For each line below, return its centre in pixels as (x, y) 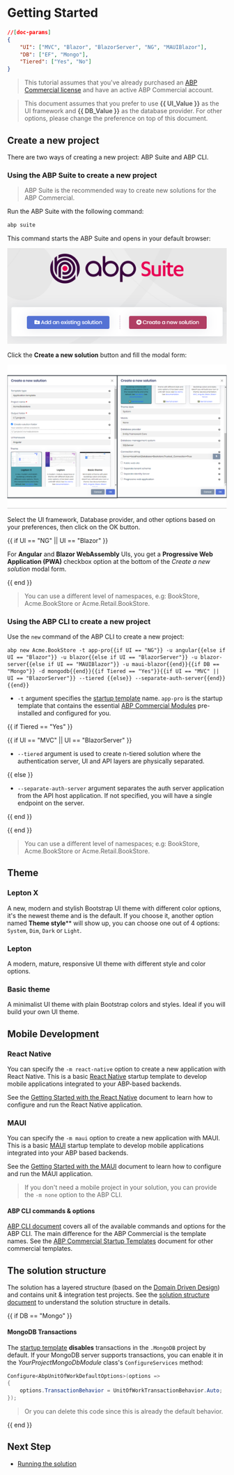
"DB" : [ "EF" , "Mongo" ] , (54, 55)
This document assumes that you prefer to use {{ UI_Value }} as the (122, 103)
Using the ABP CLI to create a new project (79, 621)
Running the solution (47, 1463)
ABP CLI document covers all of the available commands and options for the (117, 1226)
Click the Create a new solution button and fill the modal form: (97, 355)
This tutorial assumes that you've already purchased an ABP (111, 82)
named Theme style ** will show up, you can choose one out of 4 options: (114, 923)
